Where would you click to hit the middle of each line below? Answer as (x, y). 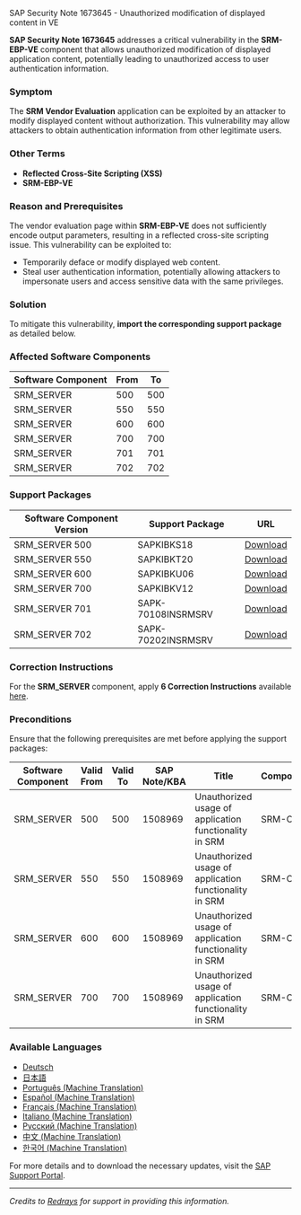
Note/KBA (164, 782)
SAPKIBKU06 (166, 574)
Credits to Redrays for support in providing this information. (120, 1201)
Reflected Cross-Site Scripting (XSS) (92, 173)
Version (71, 529)
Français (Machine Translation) (79, 1106)
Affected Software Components (80, 357)
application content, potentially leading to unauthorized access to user (139, 59)
